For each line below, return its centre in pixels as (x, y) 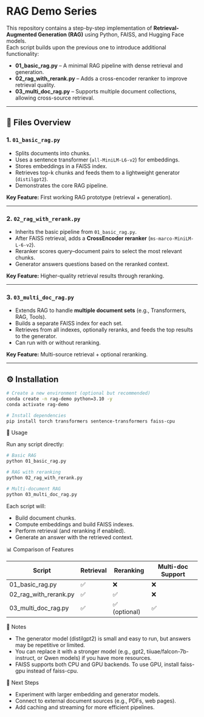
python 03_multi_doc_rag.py (42, 494)
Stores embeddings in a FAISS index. (61, 166)
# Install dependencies (36, 415)
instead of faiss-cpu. (53, 671)
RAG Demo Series (52, 11)
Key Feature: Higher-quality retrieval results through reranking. (85, 276)
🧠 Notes (16, 627)
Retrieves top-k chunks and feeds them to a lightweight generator (97, 172)
